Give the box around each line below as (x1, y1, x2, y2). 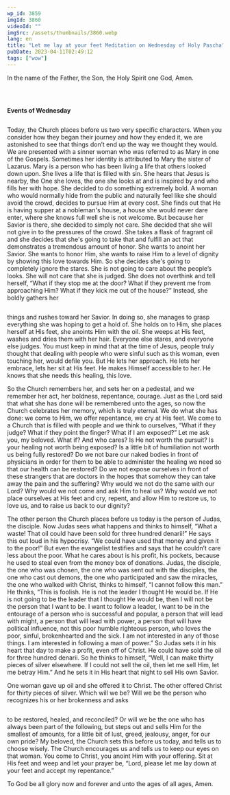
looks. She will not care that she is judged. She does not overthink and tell (7, 271, 216, 280)
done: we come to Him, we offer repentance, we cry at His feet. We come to (7, 414, 222, 422)
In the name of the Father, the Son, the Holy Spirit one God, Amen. (7, 74, 194, 82)
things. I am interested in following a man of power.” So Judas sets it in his (7, 638, 217, 647)
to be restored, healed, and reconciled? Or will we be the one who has (7, 715, 205, 724)
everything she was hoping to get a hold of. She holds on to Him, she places (7, 320, 222, 328)
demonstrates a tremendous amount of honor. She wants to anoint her (7, 242, 205, 251)
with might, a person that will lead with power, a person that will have (7, 616, 202, 625)
